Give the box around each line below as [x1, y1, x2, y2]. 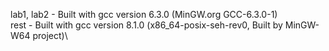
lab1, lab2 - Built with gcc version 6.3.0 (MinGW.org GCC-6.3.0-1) [10, 9, 278, 20]
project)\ [32, 30, 68, 41]
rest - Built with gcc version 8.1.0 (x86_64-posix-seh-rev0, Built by [10, 19, 283, 31]
